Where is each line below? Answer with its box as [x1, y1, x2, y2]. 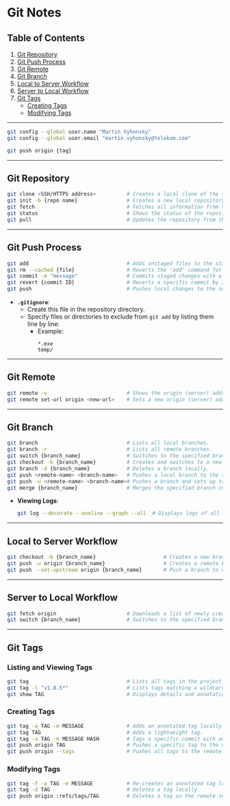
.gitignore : [16, 298, 50, 306]
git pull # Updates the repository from [7, 216, 216, 223]
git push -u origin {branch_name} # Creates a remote [7, 560, 219, 567]
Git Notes [7, 5, 62, 21]
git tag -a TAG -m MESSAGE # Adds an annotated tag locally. [7, 722, 225, 729]
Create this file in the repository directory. [27, 306, 145, 313]
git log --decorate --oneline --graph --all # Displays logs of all [16, 510, 220, 517]
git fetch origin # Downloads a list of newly [7, 610, 210, 617]
